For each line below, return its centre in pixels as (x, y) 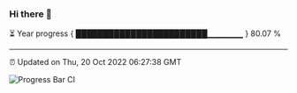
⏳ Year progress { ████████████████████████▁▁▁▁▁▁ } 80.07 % (145, 33)
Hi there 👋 (31, 14)
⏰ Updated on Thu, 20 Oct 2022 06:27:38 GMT (95, 62)
